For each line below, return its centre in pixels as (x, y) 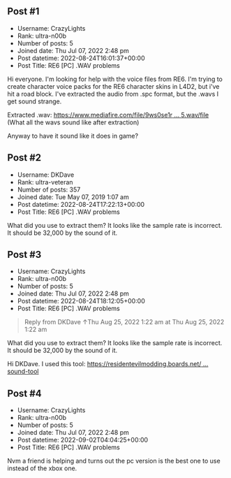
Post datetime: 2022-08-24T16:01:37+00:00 (81, 58)
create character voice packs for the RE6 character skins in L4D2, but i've (113, 86)
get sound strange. (35, 101)
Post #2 (24, 158)
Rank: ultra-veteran (45, 182)
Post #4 (24, 393)
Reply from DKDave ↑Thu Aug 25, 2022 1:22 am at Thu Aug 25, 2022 (124, 322)
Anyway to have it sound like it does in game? (73, 136)
